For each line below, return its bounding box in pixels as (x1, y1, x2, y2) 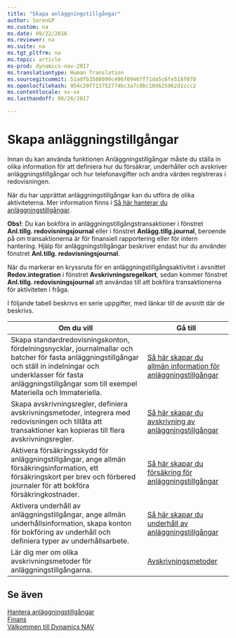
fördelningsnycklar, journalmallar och (11, 344, 133, 353)
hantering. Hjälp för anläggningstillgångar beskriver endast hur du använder (7, 242, 227, 250)
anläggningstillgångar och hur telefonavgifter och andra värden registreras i (7, 169, 226, 178)
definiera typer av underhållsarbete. (11, 535, 129, 545)
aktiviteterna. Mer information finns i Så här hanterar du (7, 198, 168, 207)
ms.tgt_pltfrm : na (7, 50, 61, 57)
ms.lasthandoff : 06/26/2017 (7, 96, 90, 103)
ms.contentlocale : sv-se (7, 89, 80, 96)
